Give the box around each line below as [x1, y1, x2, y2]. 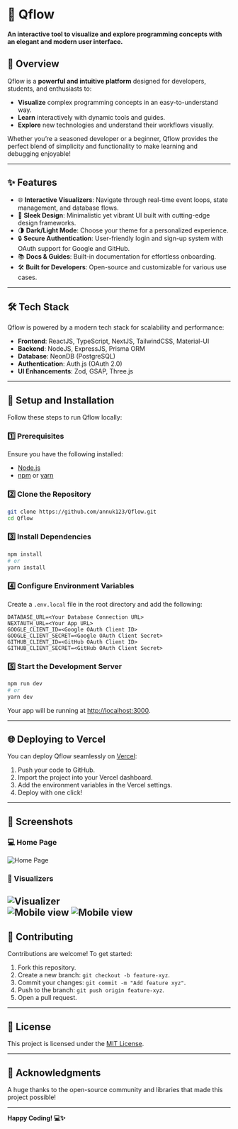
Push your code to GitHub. [17, 765, 96, 775]
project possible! [7, 1093, 57, 1101]
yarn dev [7, 693, 33, 700]
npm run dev [7, 680, 42, 687]
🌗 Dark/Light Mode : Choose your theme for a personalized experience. [17, 226, 229, 235]
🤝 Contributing [7, 931, 74, 943]
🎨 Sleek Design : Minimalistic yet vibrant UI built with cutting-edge [17, 210, 210, 219]
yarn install [7, 563, 46, 571]
